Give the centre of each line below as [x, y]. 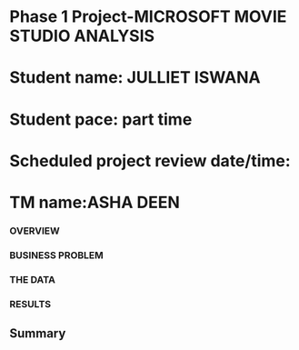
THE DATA [33, 279]
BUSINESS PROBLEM [57, 255]
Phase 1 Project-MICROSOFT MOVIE [148, 17]
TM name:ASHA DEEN [95, 202]
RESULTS [30, 304]
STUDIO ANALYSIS [82, 36]
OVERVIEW [35, 231]
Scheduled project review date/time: [150, 160]
